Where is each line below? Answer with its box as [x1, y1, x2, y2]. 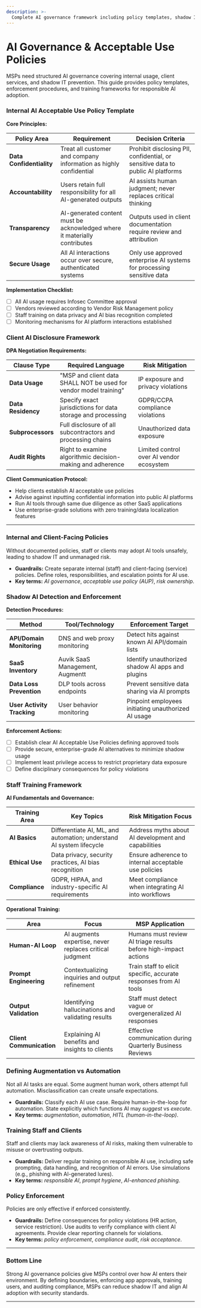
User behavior [58, 701, 99, 709]
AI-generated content [60, 209, 123, 217]
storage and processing [59, 411, 127, 419]
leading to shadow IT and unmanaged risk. [6, 553, 112, 560]
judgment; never [129, 184, 175, 192]
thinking [129, 199, 152, 207]
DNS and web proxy [58, 634, 115, 642]
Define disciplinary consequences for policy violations [14, 765, 149, 772]
